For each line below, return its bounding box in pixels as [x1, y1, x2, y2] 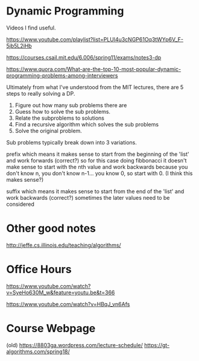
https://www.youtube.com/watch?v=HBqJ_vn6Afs [6, 300, 130, 307]
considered [6, 200, 34, 208]
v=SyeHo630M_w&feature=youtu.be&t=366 [6, 289, 115, 296]
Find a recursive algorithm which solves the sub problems [14, 120, 159, 128]
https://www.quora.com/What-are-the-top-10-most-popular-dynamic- [6, 65, 182, 73]
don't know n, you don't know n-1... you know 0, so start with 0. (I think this [6, 170, 193, 177]
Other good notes [6, 221, 96, 235]
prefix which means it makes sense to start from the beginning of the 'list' [6, 150, 190, 158]
